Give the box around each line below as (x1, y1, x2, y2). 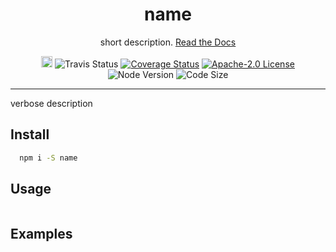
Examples (10, 225, 73, 242)
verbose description (10, 97, 93, 109)
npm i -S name (19, 153, 78, 163)
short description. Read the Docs (99, 36, 237, 48)
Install (10, 126, 50, 143)
